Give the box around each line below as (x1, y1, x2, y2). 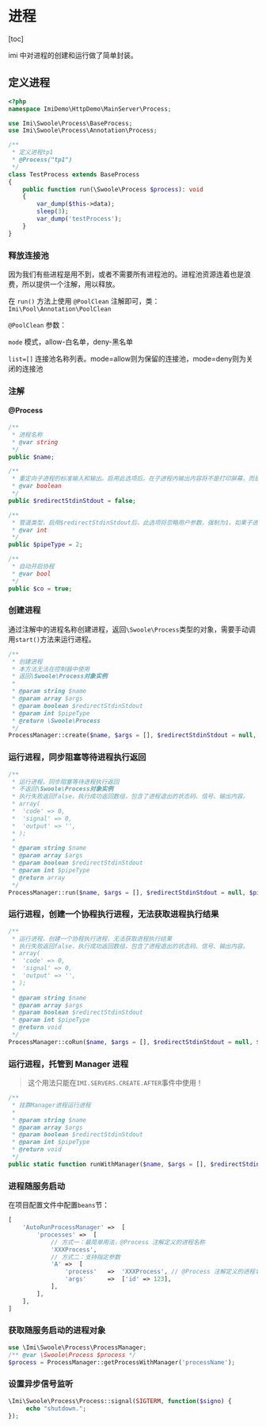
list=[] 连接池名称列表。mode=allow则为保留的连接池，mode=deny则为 (8, 354, 247, 363)
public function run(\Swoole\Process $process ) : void (22, 185, 203, 193)
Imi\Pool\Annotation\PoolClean (8, 305, 112, 313)
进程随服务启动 (8, 1181, 66, 1192)
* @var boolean (11, 482, 62, 490)
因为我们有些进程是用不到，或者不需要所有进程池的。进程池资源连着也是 (8, 269, 244, 279)
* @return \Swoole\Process (11, 717, 101, 725)
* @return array (11, 873, 66, 882)
